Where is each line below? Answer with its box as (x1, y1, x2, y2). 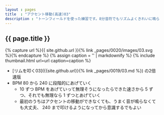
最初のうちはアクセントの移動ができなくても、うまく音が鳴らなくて (19, 98, 156, 104)
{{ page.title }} (5, 34, 50, 43)
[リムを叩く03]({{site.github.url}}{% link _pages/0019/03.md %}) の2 (12, 68, 152, 74)
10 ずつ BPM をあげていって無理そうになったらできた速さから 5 (19, 86, 148, 92)
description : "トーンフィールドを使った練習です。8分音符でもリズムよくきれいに (5, 16, 153, 21)
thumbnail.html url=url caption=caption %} (5, 58, 92, 64)
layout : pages (5, 7, 36, 12)
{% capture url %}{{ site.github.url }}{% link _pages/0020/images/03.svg (5, 47, 153, 53)
